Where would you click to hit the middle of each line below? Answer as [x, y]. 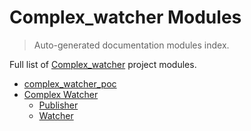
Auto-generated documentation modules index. [131, 45]
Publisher [58, 105]
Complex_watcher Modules [125, 17]
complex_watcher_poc [70, 83]
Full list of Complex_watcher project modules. [103, 64]
